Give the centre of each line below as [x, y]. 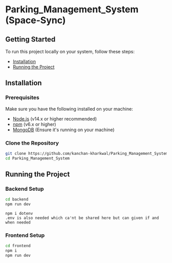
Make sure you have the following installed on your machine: [69, 109]
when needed [18, 222]
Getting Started [30, 39]
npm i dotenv [19, 214]
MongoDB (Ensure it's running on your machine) [63, 130]
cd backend [17, 199]
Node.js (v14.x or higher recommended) [55, 118]
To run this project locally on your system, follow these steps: [70, 52]
